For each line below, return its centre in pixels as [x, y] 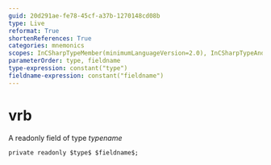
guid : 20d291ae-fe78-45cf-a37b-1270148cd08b [84, 16]
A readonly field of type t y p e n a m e [65, 138]
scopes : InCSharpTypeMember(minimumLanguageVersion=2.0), [108, 53]
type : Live [27, 23]
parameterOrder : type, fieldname [65, 61]
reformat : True [34, 31]
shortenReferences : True [50, 38]
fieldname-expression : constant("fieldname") [86, 76]
